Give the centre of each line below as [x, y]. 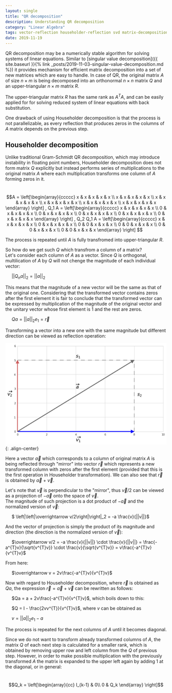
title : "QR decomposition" [34, 16]
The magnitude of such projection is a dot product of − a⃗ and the [75, 501]
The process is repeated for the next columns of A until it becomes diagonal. [86, 629]
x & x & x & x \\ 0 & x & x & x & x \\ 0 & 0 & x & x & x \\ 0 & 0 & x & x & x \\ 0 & [86, 224]
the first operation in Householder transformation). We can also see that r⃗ [84, 475]
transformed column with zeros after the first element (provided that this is [84, 469]
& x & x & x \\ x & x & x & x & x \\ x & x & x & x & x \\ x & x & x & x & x [86, 203]
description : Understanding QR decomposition [55, 22]
